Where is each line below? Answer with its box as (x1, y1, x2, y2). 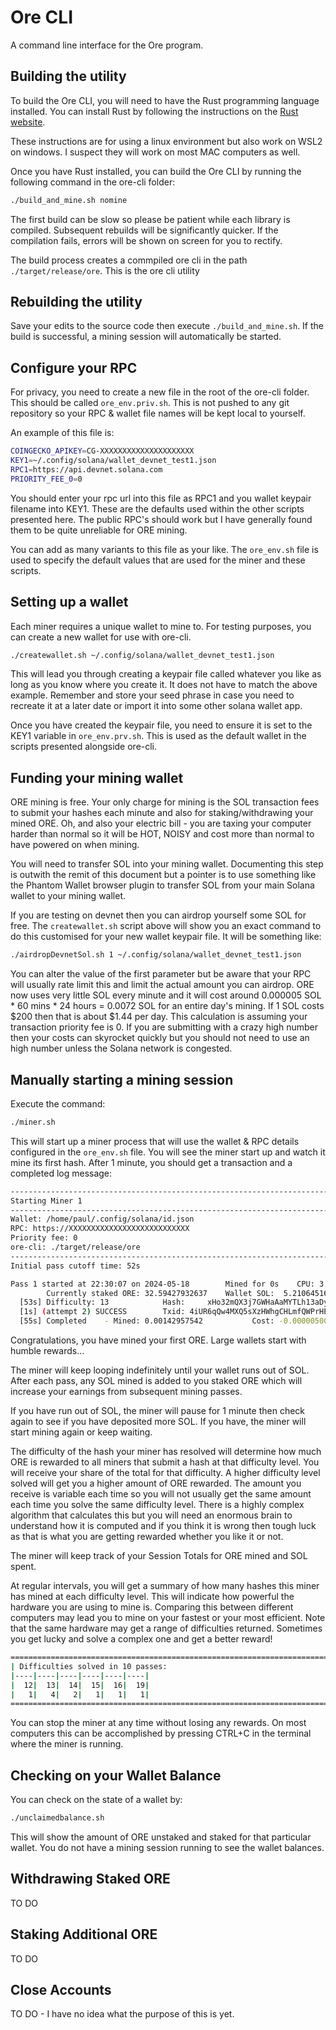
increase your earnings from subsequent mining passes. (10, 1386, 243, 1398)
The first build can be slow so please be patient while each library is (10, 213, 291, 225)
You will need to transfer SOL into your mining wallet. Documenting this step (10, 858, 324, 870)
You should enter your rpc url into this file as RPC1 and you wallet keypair (10, 492, 312, 504)
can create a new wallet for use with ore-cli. (10, 631, 192, 643)
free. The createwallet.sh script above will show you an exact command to (10, 920, 322, 932)
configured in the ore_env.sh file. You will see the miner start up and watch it (10, 1146, 326, 1158)
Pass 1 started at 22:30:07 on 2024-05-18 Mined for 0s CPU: (10, 1279, 315, 1289)
